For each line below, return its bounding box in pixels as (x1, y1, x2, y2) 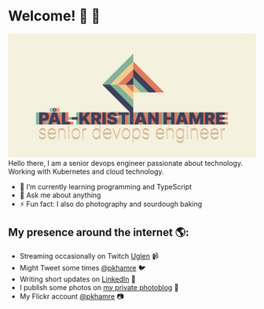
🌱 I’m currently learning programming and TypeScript (19, 182, 192, 191)
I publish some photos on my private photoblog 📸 (19, 282, 179, 292)
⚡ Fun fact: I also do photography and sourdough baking (19, 199, 203, 208)
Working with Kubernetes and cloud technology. (8, 167, 164, 176)
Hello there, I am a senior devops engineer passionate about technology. (8, 158, 244, 167)
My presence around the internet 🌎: (8, 226, 190, 239)
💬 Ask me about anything (19, 190, 101, 200)
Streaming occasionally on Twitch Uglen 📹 (19, 251, 159, 260)
